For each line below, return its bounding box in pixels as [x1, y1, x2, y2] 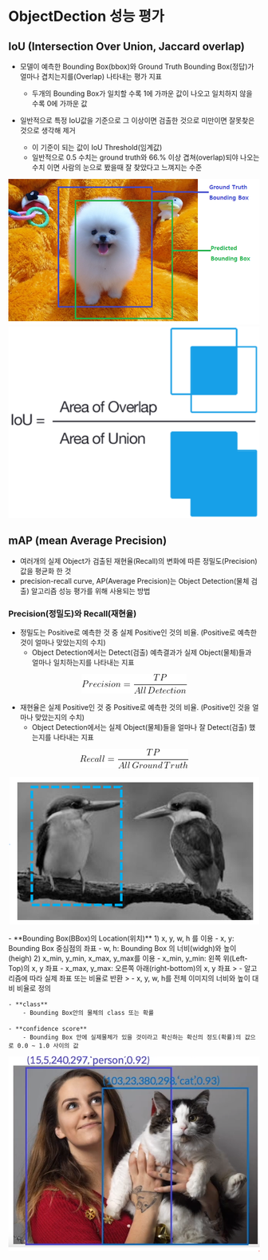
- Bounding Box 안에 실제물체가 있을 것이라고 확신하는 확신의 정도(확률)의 [22, 1033, 242, 1042]
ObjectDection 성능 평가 [8, 7, 165, 26]
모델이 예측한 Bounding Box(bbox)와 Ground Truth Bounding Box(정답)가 [19, 61, 254, 71]
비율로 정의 [16, 984, 52, 993]
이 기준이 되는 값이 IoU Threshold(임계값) [31, 143, 163, 152]
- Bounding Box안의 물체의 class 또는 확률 [22, 1009, 154, 1017]
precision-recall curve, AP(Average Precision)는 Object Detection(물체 [19, 576, 250, 585]
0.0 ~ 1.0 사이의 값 [17, 1042, 79, 1050]
